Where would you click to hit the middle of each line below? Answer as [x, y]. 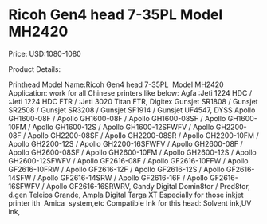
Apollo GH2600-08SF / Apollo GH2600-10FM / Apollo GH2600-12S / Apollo [132, 152]
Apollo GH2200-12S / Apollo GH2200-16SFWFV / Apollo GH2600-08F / [126, 143]
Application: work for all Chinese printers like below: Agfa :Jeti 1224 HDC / [130, 92]
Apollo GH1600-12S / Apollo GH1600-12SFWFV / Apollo [123, 127]
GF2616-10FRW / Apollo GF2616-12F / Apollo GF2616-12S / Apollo [116, 169]
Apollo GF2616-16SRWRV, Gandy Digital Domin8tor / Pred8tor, [149, 186]
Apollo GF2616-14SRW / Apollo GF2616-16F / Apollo [123, 178]
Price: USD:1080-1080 [45, 53]
